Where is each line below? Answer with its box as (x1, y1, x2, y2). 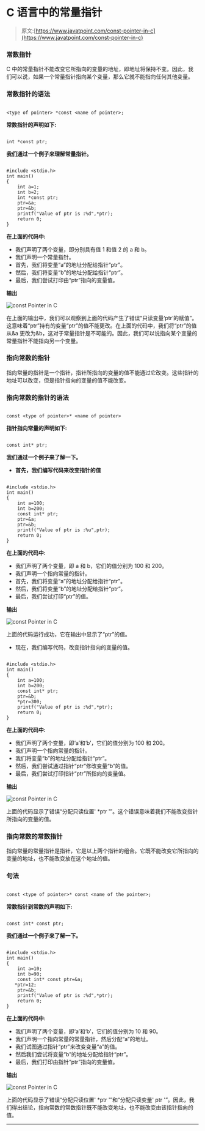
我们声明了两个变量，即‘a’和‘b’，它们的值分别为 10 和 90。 (15, 1028, 162, 1035)
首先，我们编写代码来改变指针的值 (15, 466, 101, 474)
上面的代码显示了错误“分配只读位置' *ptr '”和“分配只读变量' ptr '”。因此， (6, 1096, 190, 1103)
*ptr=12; (14, 982, 37, 988)
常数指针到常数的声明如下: (6, 903, 73, 910)
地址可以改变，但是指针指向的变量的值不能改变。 (6, 376, 129, 384)
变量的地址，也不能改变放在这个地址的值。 (6, 855, 113, 862)
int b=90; (17, 971, 43, 977)
